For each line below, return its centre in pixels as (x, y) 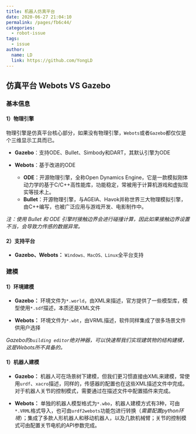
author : (16, 50)
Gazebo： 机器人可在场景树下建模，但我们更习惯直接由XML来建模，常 (99, 376)
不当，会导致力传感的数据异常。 (44, 226)
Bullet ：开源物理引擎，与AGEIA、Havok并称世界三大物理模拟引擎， (104, 199)
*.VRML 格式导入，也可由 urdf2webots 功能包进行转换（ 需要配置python (97, 411)
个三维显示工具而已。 (32, 140)
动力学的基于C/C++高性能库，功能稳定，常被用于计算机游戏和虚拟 (103, 185)
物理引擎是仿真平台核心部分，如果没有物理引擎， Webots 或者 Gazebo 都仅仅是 (96, 133)
